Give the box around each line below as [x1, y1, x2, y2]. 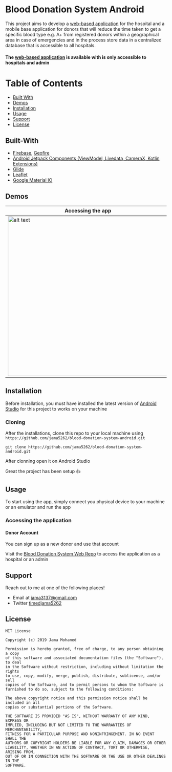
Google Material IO [12, 177, 53, 183]
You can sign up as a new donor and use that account [5, 541, 119, 547]
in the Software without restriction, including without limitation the [5, 664, 164, 669]
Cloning [5, 418, 26, 425]
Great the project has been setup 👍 [5, 468, 81, 475]
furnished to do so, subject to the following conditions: [5, 687, 134, 692]
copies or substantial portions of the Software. [5, 704, 114, 710]
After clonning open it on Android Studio [5, 458, 91, 464]
